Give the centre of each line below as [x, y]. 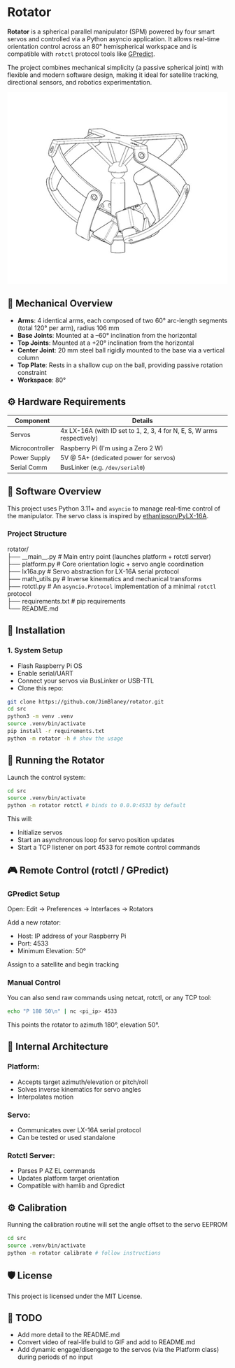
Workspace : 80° [42, 380]
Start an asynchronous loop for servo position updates [96, 840]
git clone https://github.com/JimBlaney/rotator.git [86, 701]
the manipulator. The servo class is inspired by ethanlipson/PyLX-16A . [108, 515]
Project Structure [37, 534]
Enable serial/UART [45, 673]
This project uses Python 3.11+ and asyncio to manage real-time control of [114, 508]
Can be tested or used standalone [66, 1138]
